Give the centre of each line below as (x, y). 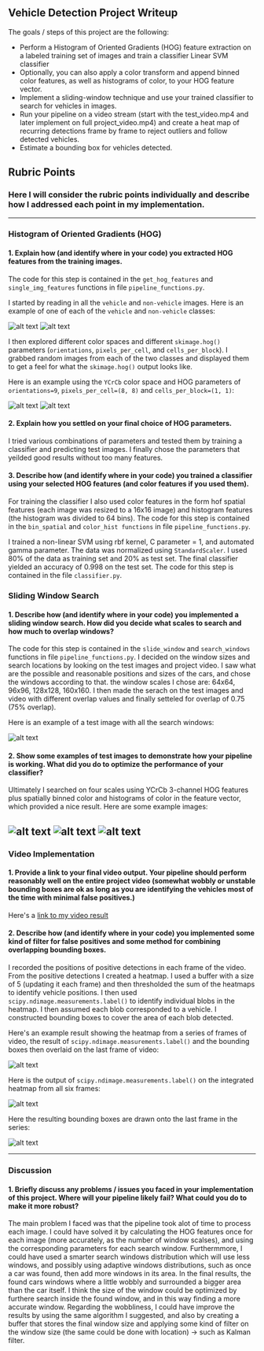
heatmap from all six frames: (54, 1089)
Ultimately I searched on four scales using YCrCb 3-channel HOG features (128, 790)
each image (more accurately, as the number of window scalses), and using (131, 1240)
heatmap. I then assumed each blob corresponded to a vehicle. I (112, 1009)
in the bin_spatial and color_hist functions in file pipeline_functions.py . (130, 527)
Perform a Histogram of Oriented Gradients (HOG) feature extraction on (135, 47)
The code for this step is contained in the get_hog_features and (111, 279)
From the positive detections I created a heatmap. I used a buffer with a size (131, 976)
